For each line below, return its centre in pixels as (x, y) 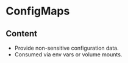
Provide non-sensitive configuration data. (67, 48)
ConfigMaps (38, 11)
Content (22, 34)
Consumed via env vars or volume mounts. (68, 55)
